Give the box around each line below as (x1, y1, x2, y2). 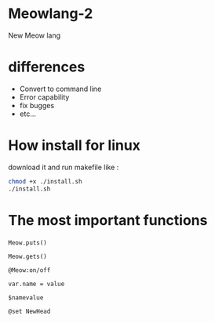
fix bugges (19, 100, 55, 110)
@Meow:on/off (8, 266, 51, 274)
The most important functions (8, 211, 208, 229)
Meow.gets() (8, 252, 47, 260)
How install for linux (8, 136, 141, 154)
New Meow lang (8, 31, 61, 40)
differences (8, 58, 86, 76)
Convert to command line (19, 84, 102, 93)
